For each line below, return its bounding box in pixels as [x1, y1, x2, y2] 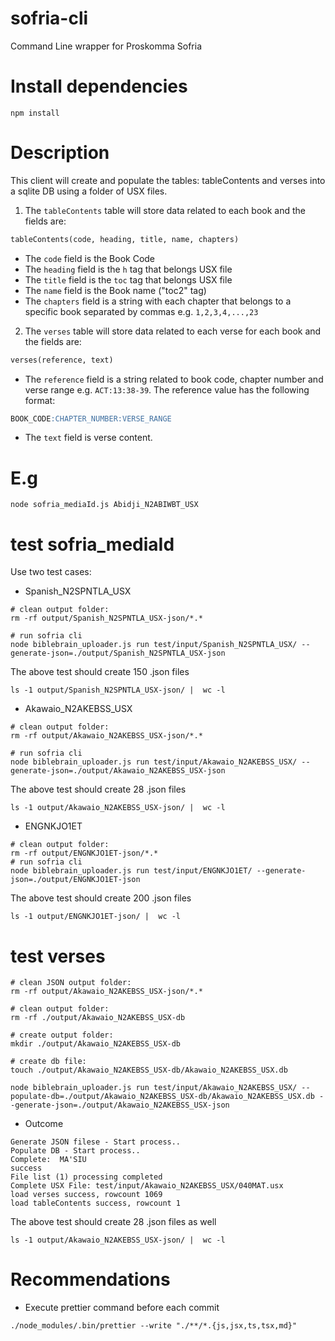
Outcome [24, 1118, 64, 1130]
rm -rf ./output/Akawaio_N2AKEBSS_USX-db [10, 1013, 186, 1023]
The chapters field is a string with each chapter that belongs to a [24, 295, 292, 307]
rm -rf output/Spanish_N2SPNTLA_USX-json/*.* [10, 613, 203, 624]
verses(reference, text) [10, 355, 114, 365]
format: [24, 394, 56, 406]
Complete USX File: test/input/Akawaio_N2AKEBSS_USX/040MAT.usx [10, 1181, 284, 1191]
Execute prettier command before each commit [24, 1302, 220, 1314]
